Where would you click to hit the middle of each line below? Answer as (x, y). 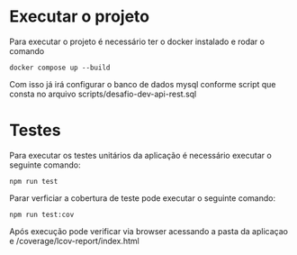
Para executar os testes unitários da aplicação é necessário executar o (140, 155)
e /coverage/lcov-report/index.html (74, 241)
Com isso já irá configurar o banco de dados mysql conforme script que (143, 84)
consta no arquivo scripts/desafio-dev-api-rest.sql (103, 94)
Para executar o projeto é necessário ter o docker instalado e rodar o (137, 41)
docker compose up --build (60, 68)
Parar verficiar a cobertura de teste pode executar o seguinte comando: (143, 198)
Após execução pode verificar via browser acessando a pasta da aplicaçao (148, 231)
